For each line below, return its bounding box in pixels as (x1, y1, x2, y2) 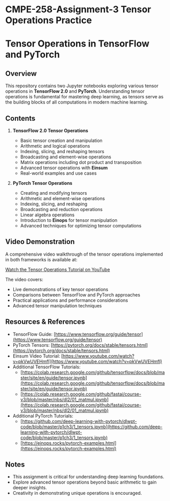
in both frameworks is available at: (5, 256, 78, 262)
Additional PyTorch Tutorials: (12, 412, 74, 419)
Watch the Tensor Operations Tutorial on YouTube (5, 266, 110, 273)
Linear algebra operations (20, 212, 75, 218)
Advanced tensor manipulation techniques (12, 302, 102, 308)
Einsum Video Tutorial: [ (12, 352, 63, 359)
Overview (5, 69, 37, 78)
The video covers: (5, 276, 43, 282)
